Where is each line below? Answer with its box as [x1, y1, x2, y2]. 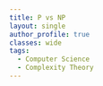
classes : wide [9, 38, 63, 47]
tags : [9, 47, 30, 56]
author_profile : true [9, 30, 90, 39]
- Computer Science [17, 55, 90, 64]
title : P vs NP [9, 13, 66, 22]
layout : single [9, 21, 66, 30]
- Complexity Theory [17, 64, 94, 73]
